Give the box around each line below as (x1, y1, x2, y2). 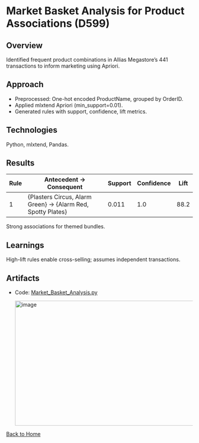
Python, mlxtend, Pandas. (6, 141, 69, 148)
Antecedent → (44, 176, 86, 184)
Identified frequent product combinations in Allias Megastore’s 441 (6, 56, 168, 63)
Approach (6, 79, 44, 90)
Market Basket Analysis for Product (6, 4, 185, 18)
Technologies (6, 125, 58, 135)
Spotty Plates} (27, 208, 68, 216)
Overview (6, 40, 43, 50)
